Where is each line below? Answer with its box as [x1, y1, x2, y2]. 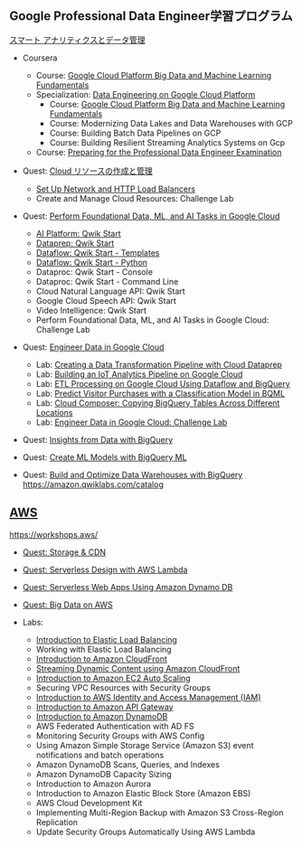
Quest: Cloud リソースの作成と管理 [22, 165, 153, 176]
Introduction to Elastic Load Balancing [35, 634, 178, 644]
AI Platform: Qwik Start [35, 228, 122, 239]
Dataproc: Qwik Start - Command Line [35, 276, 179, 287]
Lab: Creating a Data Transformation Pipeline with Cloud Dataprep [35, 359, 283, 370]
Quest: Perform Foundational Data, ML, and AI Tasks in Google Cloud [22, 211, 280, 221]
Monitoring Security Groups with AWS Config [35, 730, 205, 741]
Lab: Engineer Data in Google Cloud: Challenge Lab [35, 417, 228, 428]
